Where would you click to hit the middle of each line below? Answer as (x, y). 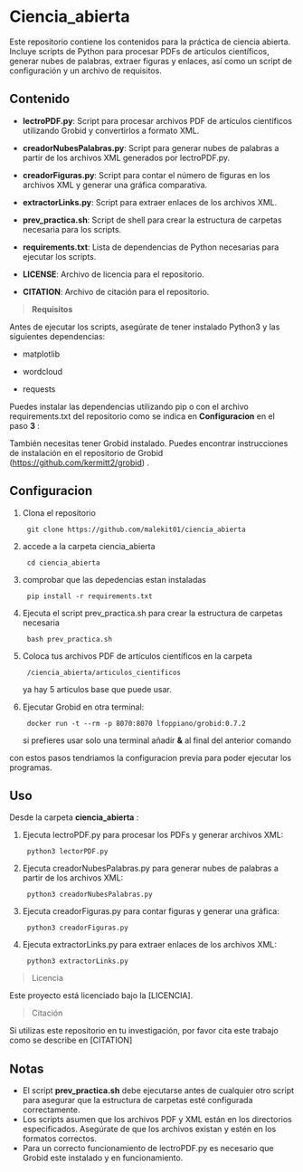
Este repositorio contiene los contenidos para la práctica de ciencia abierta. (150, 42)
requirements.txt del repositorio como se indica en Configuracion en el (142, 416)
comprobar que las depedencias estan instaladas (114, 579)
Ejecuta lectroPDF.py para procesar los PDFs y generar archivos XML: (153, 835)
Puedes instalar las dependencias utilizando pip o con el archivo (129, 406)
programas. (31, 767)
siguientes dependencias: (57, 336)
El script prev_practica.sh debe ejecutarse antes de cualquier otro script (158, 1091)
